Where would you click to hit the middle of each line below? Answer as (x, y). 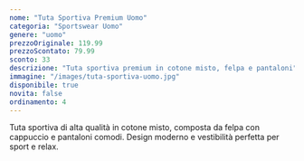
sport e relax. (34, 147)
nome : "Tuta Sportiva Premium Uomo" (78, 18)
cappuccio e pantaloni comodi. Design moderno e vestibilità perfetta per (144, 137)
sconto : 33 (30, 60)
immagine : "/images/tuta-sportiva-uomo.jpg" (95, 77)
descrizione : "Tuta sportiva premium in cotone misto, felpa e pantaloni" (153, 69)
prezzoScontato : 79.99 (52, 52)
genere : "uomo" (38, 34)
